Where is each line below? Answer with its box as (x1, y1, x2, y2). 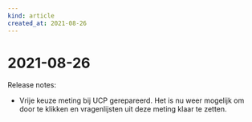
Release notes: (7, 80, 57, 90)
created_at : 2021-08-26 (7, 19, 87, 27)
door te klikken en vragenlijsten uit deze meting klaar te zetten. (18, 104, 227, 114)
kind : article (7, 11, 55, 20)
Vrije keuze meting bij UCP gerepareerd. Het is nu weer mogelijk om (18, 96, 245, 105)
